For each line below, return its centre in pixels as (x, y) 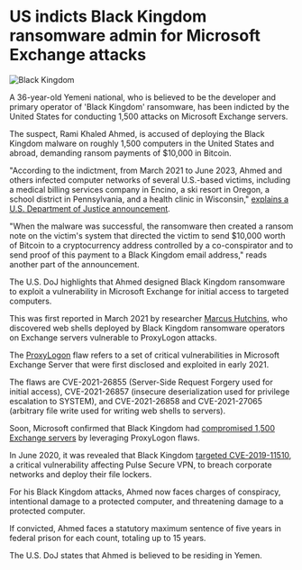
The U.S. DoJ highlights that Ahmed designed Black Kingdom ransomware (147, 282)
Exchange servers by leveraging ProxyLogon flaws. (105, 438)
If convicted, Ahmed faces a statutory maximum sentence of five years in (146, 528)
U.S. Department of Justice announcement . (90, 208)
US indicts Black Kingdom (108, 17)
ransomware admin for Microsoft (135, 36)
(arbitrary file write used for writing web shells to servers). (118, 411)
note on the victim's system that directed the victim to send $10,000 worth (147, 235)
